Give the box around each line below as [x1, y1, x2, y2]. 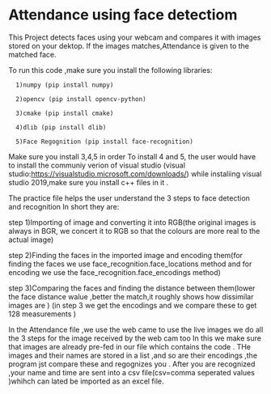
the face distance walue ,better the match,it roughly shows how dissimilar [8, 291, 254, 301]
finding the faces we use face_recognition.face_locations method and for [8, 259, 252, 269]
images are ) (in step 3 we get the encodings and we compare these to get [8, 300, 257, 310]
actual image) [8, 235, 54, 244]
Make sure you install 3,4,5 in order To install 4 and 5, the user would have [8, 151, 256, 161]
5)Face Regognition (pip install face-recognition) [15, 138, 194, 146]
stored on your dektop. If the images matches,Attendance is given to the [8, 40, 249, 50]
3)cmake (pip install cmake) [15, 109, 114, 117]
